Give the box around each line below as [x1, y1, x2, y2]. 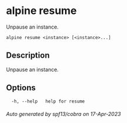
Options [6, 83, 36, 93]
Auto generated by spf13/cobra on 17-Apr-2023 [6, 111, 121, 118]
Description [6, 51, 50, 61]
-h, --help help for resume [11, 98, 85, 104]
